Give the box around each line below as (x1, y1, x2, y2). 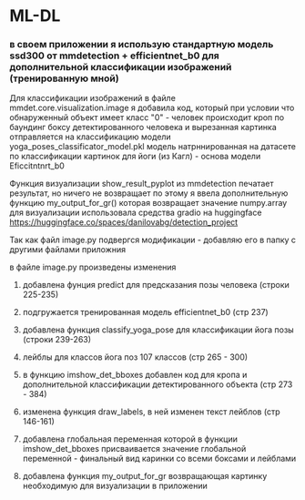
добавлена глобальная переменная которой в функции (22, 434, 239, 444)
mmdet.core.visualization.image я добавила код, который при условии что (9, 102, 295, 114)
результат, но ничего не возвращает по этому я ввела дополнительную (9, 188, 289, 199)
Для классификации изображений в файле (9, 93, 176, 104)
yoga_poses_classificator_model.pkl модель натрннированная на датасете (9, 141, 296, 152)
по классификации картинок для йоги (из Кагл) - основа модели (9, 151, 261, 162)
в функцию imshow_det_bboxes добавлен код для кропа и (22, 370, 248, 381)
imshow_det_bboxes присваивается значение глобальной (22, 444, 247, 454)
